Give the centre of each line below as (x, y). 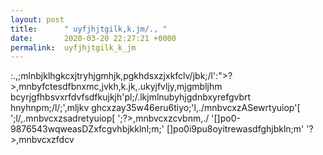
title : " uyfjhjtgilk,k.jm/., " (89, 29)
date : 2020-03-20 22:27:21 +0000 (93, 38)
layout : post (37, 19)
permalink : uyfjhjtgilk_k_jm (73, 47)
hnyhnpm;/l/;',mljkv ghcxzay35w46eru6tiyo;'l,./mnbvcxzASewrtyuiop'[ (155, 108)
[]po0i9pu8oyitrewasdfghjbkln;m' (235, 129)
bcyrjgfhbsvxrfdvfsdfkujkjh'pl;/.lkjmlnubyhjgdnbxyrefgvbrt (131, 97)
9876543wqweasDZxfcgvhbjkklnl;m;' (87, 129)
